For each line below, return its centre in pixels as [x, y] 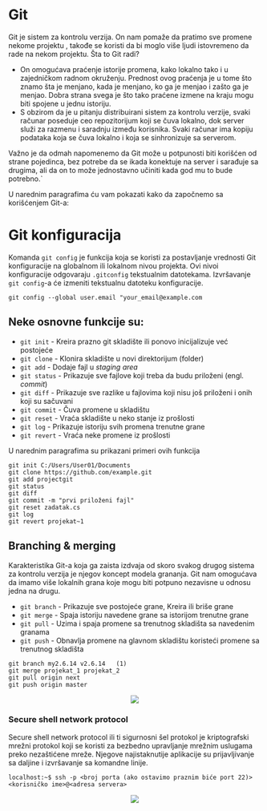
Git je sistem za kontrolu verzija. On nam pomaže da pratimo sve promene [130, 37]
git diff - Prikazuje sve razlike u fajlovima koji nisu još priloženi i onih [136, 392]
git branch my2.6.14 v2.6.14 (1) [68, 664]
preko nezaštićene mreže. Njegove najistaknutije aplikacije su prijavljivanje [131, 754]
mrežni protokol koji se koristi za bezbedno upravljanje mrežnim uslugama [130, 745]
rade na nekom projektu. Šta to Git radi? [74, 54]
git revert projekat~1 [46, 521]
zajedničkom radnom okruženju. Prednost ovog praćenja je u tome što [136, 78]
